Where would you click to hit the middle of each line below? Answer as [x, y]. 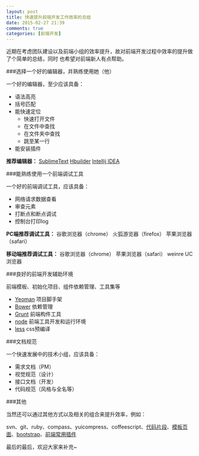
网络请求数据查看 [36, 199]
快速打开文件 [39, 119]
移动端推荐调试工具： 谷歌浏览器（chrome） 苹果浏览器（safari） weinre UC [99, 254]
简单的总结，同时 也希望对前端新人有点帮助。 [72, 59]
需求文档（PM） [34, 367]
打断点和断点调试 [36, 214]
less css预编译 [32, 329]
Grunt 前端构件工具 [38, 314]
